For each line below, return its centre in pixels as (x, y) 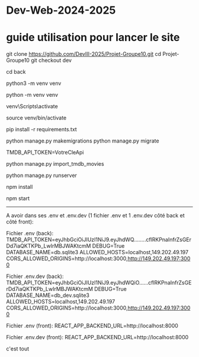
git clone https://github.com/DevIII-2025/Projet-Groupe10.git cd (84, 54)
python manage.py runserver (41, 175)
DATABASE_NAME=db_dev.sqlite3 (48, 295)
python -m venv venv (32, 95)
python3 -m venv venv (34, 83)
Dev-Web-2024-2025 (61, 10)
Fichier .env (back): (30, 233)
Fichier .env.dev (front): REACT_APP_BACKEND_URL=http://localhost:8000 (97, 337)
